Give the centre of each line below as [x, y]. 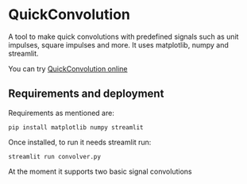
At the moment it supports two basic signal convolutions [100, 171]
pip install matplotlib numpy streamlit [76, 127]
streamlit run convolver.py [55, 156]
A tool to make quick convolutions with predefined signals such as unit [123, 36]
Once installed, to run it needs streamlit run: [80, 142]
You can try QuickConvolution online [68, 68]
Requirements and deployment [86, 94]
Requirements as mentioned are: [62, 113]
